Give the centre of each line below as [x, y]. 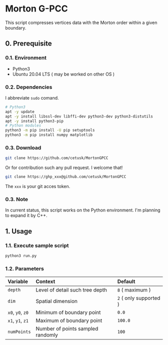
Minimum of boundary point [68, 312]
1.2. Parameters [24, 268]
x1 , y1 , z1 [18, 320]
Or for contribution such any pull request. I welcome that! [64, 167]
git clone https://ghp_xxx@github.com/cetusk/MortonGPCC [66, 177]
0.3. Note [17, 199]
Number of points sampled [67, 329]
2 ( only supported [139, 298]
